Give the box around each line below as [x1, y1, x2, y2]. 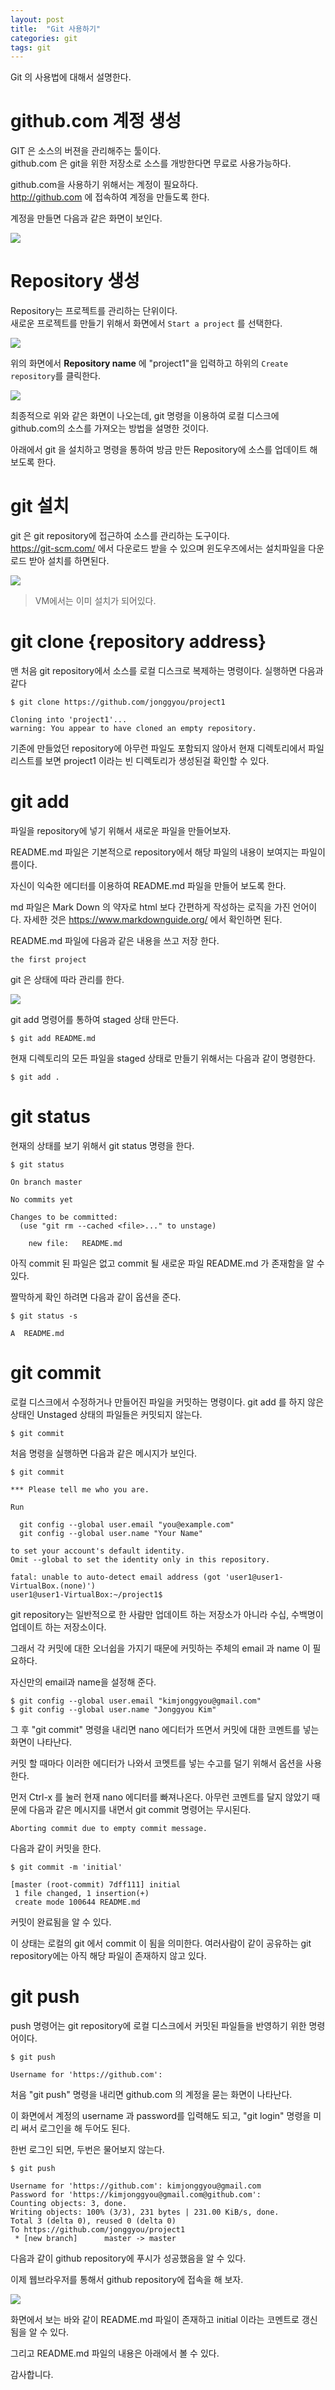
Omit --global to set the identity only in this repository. [10, 1554, 271, 1565]
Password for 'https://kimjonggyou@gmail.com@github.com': [10, 2189, 262, 2200]
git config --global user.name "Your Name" [19, 1528, 203, 1538]
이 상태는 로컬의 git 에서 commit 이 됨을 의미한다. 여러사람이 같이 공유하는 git [10, 1937, 312, 1949]
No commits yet [10, 1194, 74, 1205]
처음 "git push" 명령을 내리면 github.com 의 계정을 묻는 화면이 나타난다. [10, 2088, 293, 2100]
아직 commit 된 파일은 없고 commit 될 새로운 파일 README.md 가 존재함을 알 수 [10, 1257, 325, 1269]
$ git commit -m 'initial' [10, 1862, 123, 1872]
